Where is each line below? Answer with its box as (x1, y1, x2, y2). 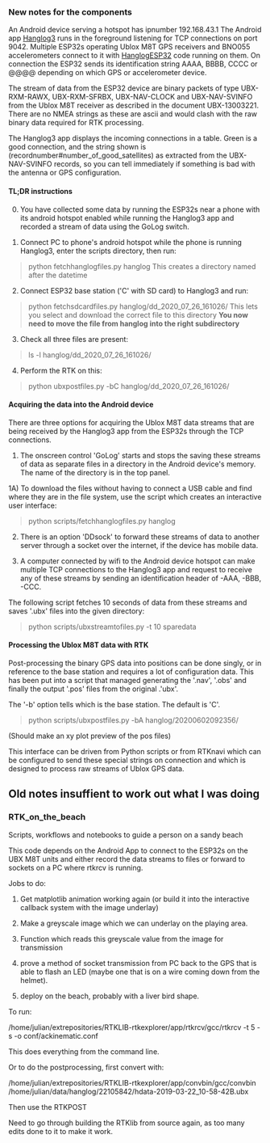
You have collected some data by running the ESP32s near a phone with (19, 205, 260, 214)
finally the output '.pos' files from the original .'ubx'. (8, 684, 179, 694)
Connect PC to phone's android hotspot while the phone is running (19, 237, 242, 247)
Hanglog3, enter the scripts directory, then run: (19, 246, 177, 255)
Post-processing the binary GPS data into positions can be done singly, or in (8, 658, 262, 668)
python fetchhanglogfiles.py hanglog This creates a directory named (27, 261, 256, 271)
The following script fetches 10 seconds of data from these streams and (8, 597, 247, 607)
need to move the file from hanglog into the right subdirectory (27, 318, 240, 328)
